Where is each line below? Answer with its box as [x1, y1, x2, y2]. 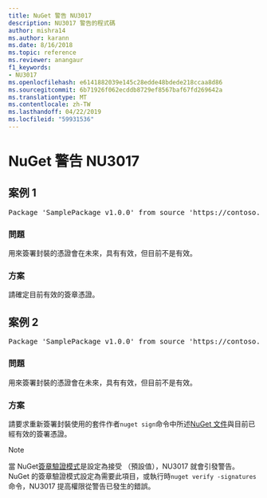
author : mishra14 [8, 26, 66, 34]
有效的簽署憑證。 [14, 429, 72, 438]
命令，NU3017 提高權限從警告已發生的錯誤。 [8, 481, 155, 491]
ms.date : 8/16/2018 [8, 41, 73, 49]
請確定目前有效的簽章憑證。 [8, 290, 100, 300]
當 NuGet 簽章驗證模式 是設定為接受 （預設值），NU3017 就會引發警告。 [8, 461, 239, 471]
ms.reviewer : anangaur [8, 57, 84, 65]
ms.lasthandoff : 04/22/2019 [8, 108, 102, 116]
